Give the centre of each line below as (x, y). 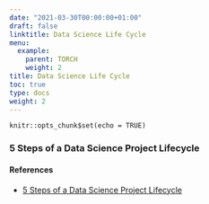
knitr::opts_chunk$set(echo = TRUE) (78, 126)
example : (34, 51)
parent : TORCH (52, 59)
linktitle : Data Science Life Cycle (78, 34)
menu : (19, 43)
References (31, 169)
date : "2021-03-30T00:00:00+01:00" (76, 18)
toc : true (28, 84)
